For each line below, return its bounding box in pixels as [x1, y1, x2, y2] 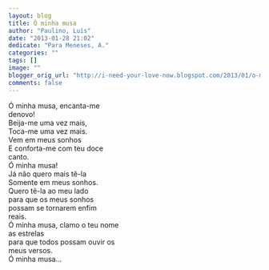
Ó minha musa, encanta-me [8, 101, 100, 111]
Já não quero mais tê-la [8, 169, 86, 179]
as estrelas [8, 228, 45, 238]
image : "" [8, 64, 42, 72]
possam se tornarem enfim [8, 203, 98, 212]
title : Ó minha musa [8, 19, 78, 27]
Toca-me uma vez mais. [8, 126, 88, 136]
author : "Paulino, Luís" [8, 26, 91, 34]
